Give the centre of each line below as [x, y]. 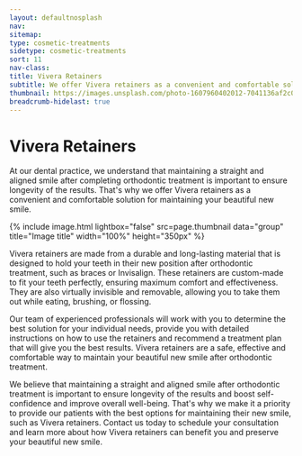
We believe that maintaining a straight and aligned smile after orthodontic [145, 385]
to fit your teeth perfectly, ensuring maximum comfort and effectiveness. [144, 283]
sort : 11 [26, 59]
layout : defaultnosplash [56, 18]
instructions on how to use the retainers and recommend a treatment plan [146, 338]
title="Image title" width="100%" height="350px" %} [107, 236]
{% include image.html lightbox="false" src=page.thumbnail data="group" [147, 227]
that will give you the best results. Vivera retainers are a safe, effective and [147, 348]
